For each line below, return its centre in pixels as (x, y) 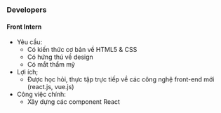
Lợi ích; (27, 72)
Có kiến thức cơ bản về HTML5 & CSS (82, 50)
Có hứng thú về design (60, 57)
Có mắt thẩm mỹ (51, 65)
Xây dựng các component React (74, 102)
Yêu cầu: (29, 42)
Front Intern (24, 27)
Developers (27, 10)
